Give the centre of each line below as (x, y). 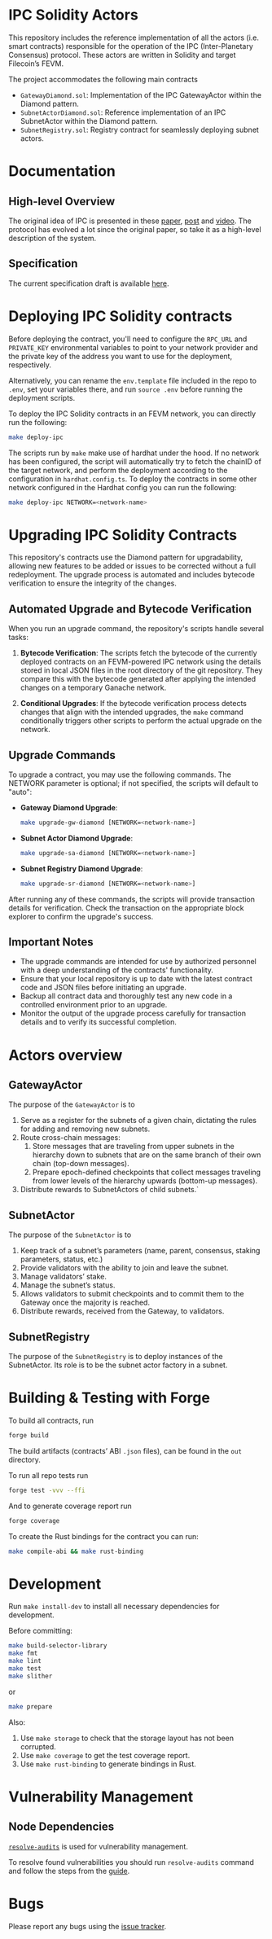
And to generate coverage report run (70, 1506)
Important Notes (51, 942)
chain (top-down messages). (81, 1164)
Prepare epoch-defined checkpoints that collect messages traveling (147, 1172)
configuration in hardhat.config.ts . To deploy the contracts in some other (133, 479)
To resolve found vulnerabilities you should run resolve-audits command (131, 1862)
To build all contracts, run (51, 1420)
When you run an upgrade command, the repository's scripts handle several (136, 629)
